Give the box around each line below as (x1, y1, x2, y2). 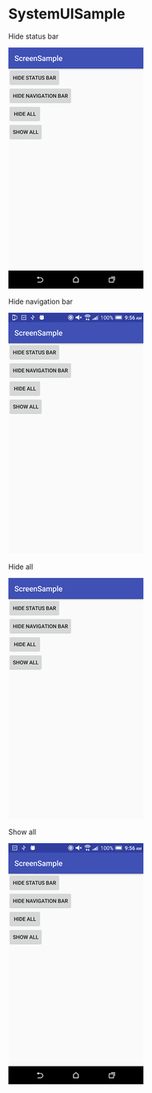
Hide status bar (8, 31, 59, 41)
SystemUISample (8, 5, 126, 23)
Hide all (8, 562, 34, 571)
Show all (8, 827, 37, 837)
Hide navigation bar (8, 297, 74, 306)
